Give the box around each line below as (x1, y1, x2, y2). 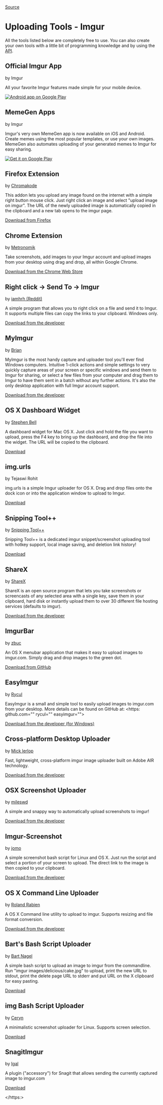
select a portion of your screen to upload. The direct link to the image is (5, 860, 148, 866)
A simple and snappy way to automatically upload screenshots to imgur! (5, 809, 149, 814)
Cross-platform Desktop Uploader (5, 735, 110, 743)
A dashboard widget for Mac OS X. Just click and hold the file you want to (5, 428, 153, 434)
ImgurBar (5, 627, 34, 635)
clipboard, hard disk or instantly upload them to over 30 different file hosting (5, 598, 158, 604)
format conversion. (5, 916, 43, 922)
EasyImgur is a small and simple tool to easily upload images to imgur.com (5, 700, 154, 706)
